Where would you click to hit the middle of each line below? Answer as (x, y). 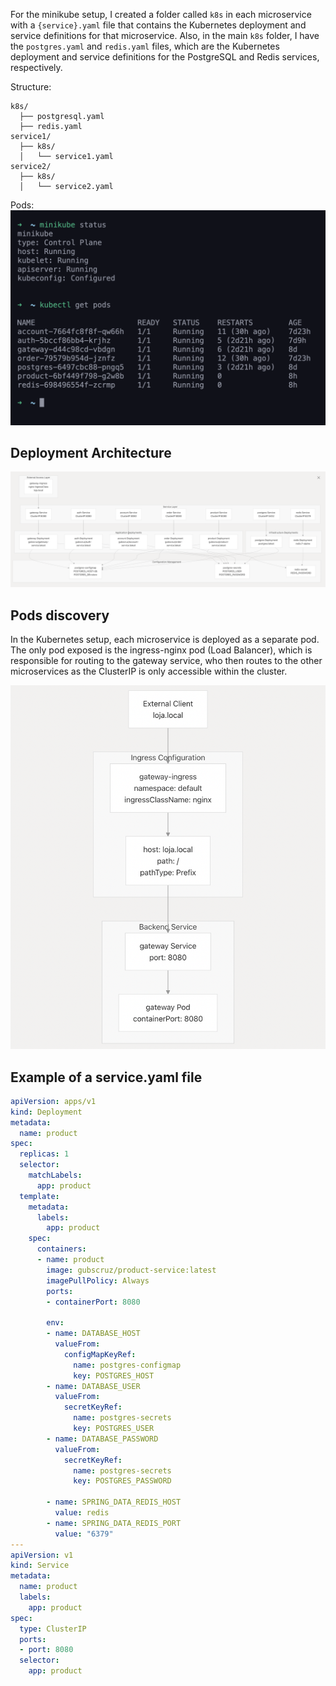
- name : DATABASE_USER (93, 1386)
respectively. (36, 67)
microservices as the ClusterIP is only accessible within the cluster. (149, 671)
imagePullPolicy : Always (98, 1280)
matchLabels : (55, 1175)
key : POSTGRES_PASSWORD (122, 1481)
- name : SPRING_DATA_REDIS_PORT (114, 1523)
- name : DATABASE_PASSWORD (102, 1439)
